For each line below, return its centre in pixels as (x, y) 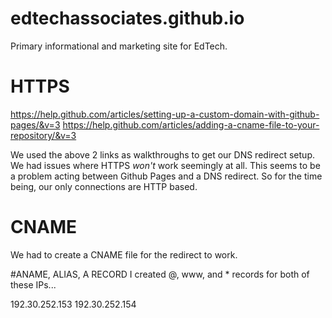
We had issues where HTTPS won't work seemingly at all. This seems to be (165, 165)
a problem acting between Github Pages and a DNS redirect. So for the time (166, 176)
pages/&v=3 (35, 124)
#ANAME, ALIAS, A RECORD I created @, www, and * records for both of (160, 274)
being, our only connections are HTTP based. (104, 186)
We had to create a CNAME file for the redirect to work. (124, 254)
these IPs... (33, 284)
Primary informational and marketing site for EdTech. (119, 46)
